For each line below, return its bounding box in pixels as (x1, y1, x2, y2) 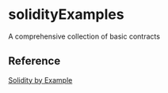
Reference (8, 54, 61, 68)
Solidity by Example (8, 75, 73, 84)
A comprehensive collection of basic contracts (8, 32, 161, 41)
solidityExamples (8, 6, 124, 24)
